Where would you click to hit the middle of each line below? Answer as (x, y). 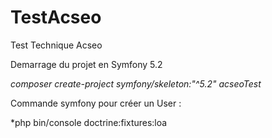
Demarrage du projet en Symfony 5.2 (86, 64)
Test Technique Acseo (56, 45)
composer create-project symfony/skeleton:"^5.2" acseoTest (136, 83)
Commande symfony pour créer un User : (96, 103)
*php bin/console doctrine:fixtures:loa (89, 122)
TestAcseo (56, 17)
